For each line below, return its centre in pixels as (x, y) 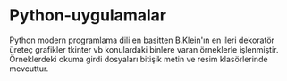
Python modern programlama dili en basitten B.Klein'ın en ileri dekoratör (142, 40)
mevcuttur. (29, 69)
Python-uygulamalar (88, 16)
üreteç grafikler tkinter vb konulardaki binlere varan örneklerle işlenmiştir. (144, 49)
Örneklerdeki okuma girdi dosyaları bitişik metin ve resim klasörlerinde (139, 59)
